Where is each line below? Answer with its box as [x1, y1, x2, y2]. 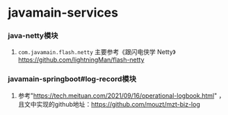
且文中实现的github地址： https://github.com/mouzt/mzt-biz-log [17, 100, 200, 108]
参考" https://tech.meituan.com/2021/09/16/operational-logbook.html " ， [17, 91, 225, 100]
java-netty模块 [8, 31, 58, 41]
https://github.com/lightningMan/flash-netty [17, 55, 145, 64]
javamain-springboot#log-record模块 [8, 74, 137, 84]
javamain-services [8, 5, 119, 21]
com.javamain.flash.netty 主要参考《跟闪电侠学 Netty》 [17, 48, 176, 56]
